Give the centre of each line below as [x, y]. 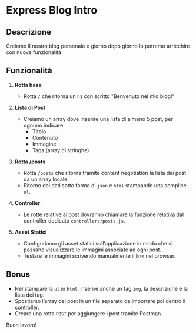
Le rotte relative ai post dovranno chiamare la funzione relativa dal [104, 214]
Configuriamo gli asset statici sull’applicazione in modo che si [98, 243]
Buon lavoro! [21, 325]
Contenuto [45, 137]
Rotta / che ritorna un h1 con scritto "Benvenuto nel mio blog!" [99, 96]
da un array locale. [46, 179]
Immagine [44, 144]
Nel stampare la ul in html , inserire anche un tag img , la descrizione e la [101, 288]
